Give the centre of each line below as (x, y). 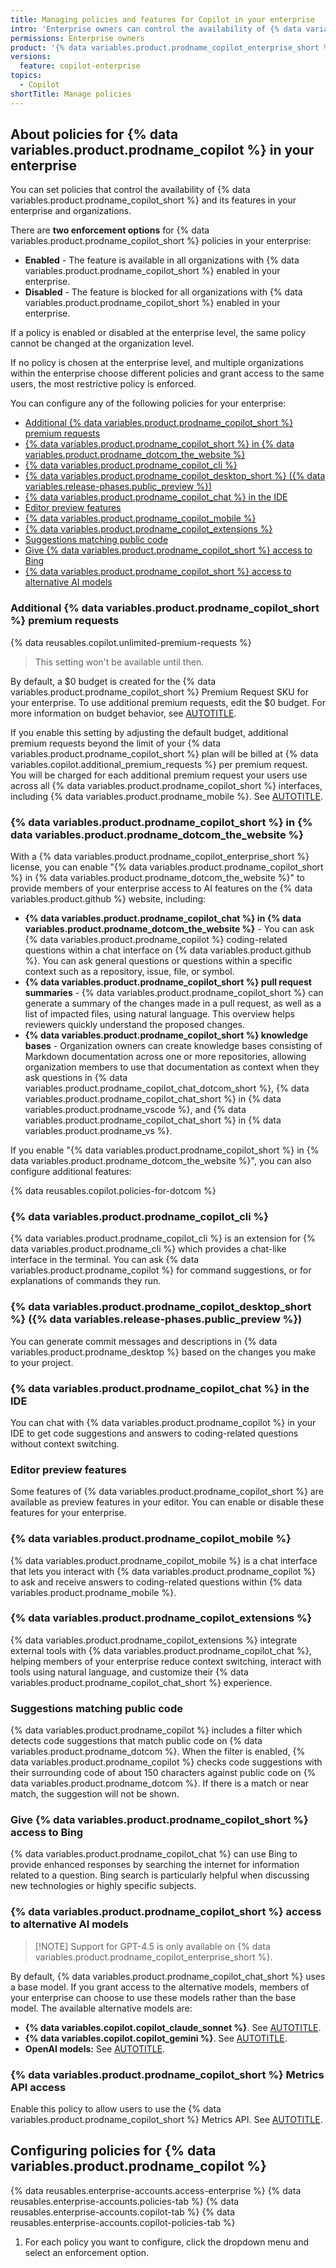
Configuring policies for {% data (113, 2151)
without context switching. (65, 1443)
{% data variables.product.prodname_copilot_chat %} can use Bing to (154, 1854)
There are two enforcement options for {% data (110, 230)
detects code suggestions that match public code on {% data (136, 1741)
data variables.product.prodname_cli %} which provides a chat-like (148, 1249)
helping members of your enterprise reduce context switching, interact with (166, 1661)
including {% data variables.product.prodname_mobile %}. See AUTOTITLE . (166, 796)
